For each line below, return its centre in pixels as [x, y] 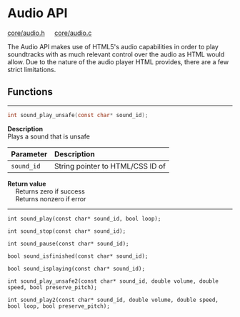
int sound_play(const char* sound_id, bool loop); [84, 218]
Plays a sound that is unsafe [49, 136]
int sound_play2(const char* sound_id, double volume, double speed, [113, 300]
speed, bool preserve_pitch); [52, 287]
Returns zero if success [50, 191]
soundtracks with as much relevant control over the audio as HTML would [116, 54]
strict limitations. [32, 69]
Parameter [29, 154]
